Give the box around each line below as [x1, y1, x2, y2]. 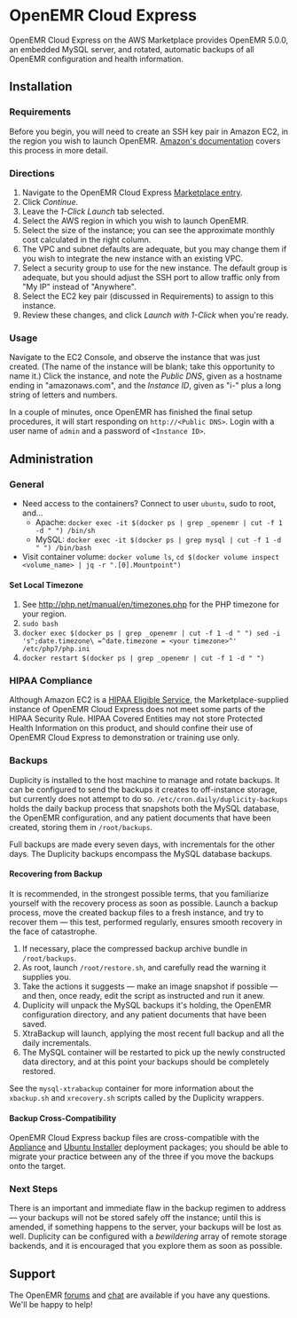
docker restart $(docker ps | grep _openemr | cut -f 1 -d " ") [21, 654, 265, 663]
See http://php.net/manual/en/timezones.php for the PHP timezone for [21, 600, 279, 610]
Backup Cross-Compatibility [9, 1112, 117, 1123]
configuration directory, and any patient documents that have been [21, 1008, 267, 1020]
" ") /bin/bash [35, 543, 91, 553]
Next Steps [9, 1183, 59, 1196]
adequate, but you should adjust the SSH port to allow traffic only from [21, 271, 281, 282]
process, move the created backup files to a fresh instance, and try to [9, 906, 264, 918]
